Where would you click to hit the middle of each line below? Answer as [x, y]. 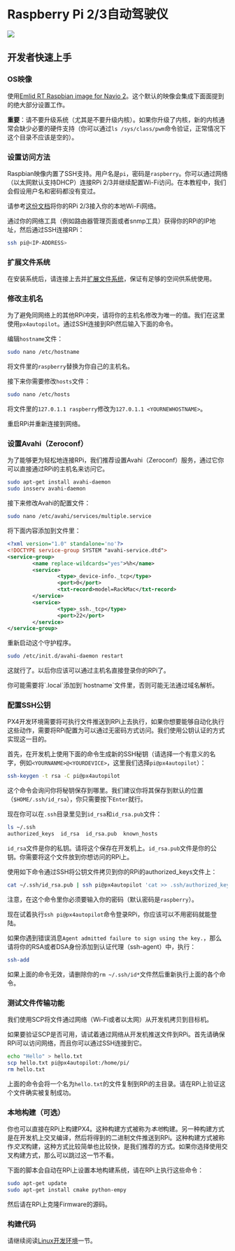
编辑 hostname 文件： [35, 339]
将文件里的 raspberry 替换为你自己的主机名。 [71, 367]
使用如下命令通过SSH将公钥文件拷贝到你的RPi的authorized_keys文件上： [112, 872]
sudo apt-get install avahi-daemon [59, 482]
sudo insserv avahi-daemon [47, 489]
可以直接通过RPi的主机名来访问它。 [58, 469]
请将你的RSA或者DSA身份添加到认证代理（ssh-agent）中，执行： [102, 946]
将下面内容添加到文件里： [44, 531]
